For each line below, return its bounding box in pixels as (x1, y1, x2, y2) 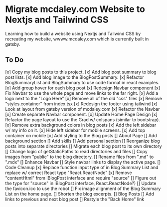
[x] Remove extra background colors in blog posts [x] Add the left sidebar (5, 122, 157, 128)
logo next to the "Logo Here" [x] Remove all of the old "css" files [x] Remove (5, 95, 162, 101)
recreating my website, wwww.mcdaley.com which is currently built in (5, 36, 149, 42)
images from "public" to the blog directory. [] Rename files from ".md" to (5, 154, 154, 160)
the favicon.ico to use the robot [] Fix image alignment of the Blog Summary (5, 186, 161, 192)
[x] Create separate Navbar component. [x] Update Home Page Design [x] (5, 111, 158, 117)
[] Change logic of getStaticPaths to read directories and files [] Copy (5, 148, 148, 154)
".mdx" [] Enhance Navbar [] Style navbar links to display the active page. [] (5, 159, 161, 165)
